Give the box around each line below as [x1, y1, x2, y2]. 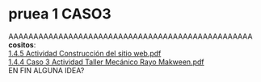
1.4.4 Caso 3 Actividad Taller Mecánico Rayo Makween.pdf [8, 57, 204, 67]
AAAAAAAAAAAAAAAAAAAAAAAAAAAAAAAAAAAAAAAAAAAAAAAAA [8, 31, 253, 41]
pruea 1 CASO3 [8, 5, 112, 23]
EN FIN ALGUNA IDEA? [8, 65, 85, 75]
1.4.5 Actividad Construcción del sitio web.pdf [8, 48, 162, 58]
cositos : [8, 39, 36, 49]
